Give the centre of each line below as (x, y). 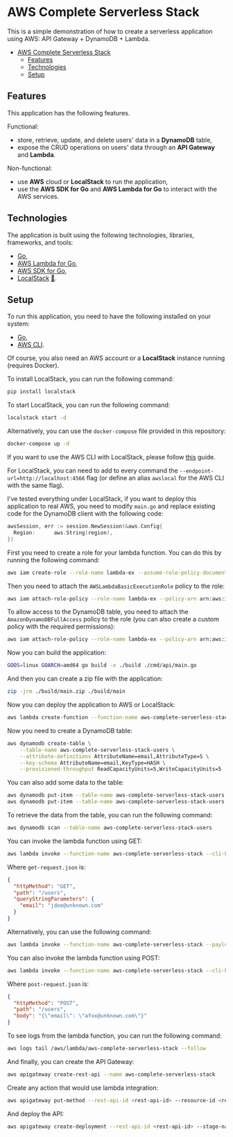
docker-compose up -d (38, 444)
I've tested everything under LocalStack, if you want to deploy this (102, 499)
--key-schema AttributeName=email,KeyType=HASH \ (93, 763)
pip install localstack (42, 392)
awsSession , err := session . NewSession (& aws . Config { (85, 526)
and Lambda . (36, 154)
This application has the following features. (69, 113)
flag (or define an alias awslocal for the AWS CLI (155, 478)
